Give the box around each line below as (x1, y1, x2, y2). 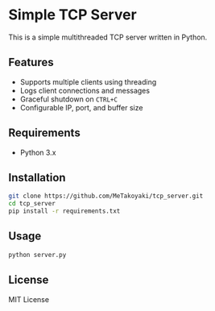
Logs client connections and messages (19, 85, 151, 95)
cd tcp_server (8, 200, 56, 208)
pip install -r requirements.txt (8, 207, 121, 215)
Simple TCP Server (8, 6, 137, 24)
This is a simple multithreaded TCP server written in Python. (8, 32, 208, 42)
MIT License (8, 294, 50, 304)
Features (8, 56, 54, 69)
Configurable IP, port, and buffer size (19, 102, 143, 112)
